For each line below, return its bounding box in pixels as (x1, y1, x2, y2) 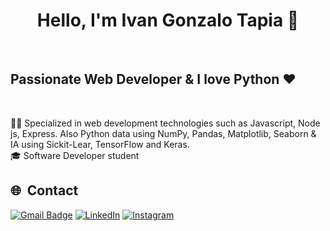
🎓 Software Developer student (10, 149, 140, 161)
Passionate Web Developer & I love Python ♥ (10, 71, 297, 88)
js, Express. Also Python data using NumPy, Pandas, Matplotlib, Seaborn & (10, 127, 317, 139)
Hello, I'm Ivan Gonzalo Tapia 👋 (36, 9, 300, 32)
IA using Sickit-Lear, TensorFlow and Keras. (10, 138, 190, 150)
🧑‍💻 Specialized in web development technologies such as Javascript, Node (10, 117, 321, 129)
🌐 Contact (10, 182, 79, 199)
